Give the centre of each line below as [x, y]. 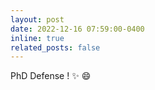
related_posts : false [55, 47]
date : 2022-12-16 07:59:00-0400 [77, 29]
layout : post [37, 19]
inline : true [37, 38]
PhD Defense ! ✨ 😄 [51, 76]
